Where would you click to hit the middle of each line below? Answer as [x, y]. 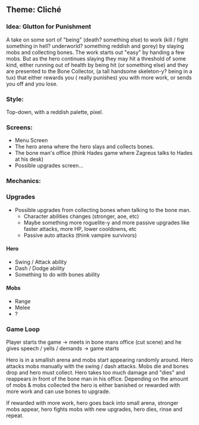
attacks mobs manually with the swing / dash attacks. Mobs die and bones [97, 366]
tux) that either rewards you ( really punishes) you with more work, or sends [99, 77]
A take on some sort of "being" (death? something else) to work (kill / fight [97, 39]
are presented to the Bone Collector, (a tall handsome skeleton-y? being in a [99, 71]
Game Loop [23, 329]
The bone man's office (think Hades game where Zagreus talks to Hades [104, 153]
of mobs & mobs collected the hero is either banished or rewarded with [93, 385]
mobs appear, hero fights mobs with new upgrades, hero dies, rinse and [94, 410]
